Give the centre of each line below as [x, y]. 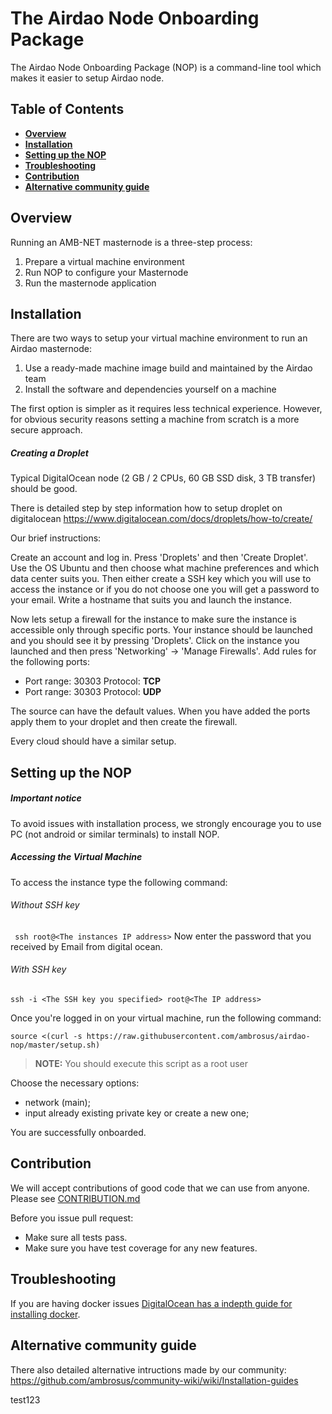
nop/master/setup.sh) [55, 1045]
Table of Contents [67, 109]
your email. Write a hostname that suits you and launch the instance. [151, 600]
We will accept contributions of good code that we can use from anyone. [160, 1188]
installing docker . [45, 1314]
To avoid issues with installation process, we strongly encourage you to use [166, 823]
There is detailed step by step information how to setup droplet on [146, 508]
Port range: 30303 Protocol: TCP [93, 681]
